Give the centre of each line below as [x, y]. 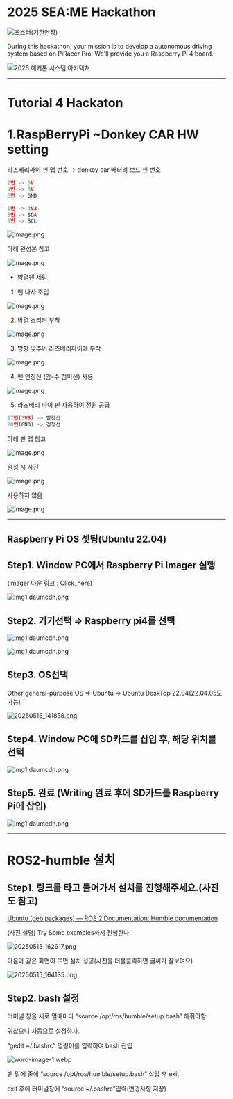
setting [28, 150]
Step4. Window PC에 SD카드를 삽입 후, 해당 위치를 [112, 739]
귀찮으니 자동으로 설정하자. [43, 1031]
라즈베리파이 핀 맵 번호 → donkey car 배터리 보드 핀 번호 [84, 170]
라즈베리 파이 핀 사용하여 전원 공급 [63, 405]
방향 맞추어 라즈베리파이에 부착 [59, 348]
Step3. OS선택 [38, 675]
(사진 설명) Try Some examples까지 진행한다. [69, 932]
